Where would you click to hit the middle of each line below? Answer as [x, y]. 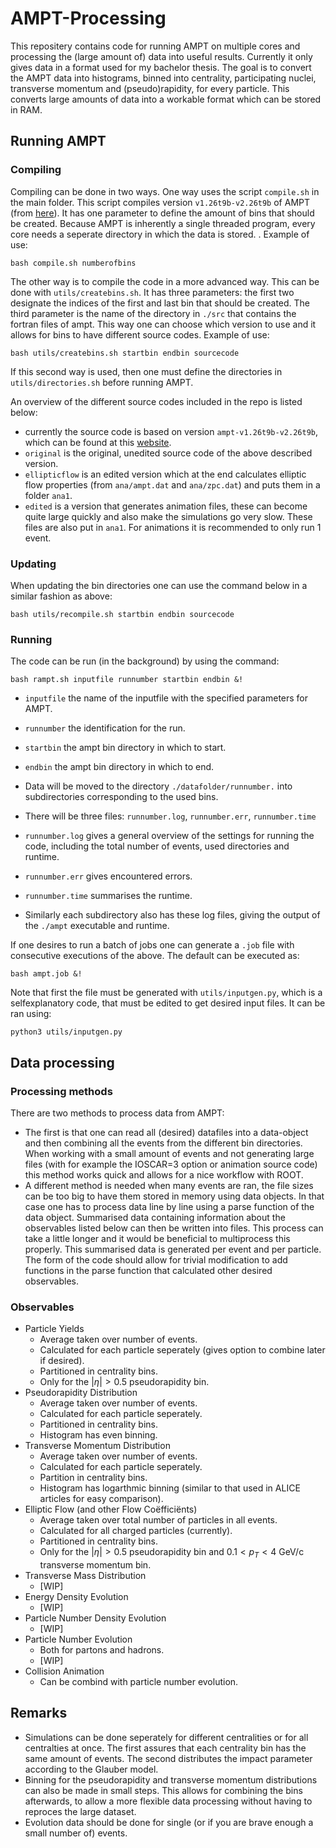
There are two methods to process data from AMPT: [117, 1113]
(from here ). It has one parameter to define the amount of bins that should [162, 213]
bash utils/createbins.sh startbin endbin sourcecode [125, 353]
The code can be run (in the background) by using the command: [145, 661]
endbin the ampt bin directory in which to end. [119, 767]
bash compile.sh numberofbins [73, 263]
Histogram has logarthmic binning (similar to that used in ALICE [170, 1488]
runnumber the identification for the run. [105, 728]
